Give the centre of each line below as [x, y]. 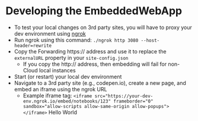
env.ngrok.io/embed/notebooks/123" [67, 101]
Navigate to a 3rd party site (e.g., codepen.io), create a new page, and [100, 83]
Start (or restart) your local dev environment [68, 77]
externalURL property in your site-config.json [71, 58]
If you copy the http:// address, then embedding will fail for [95, 64]
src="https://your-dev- [124, 96]
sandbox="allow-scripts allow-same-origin [76, 106]
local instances [57, 70]
